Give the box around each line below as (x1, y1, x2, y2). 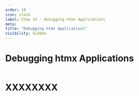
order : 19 (5, 7, 26, 13)
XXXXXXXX (5, 82, 58, 93)
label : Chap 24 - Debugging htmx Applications (5, 17, 106, 22)
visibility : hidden (5, 31, 47, 36)
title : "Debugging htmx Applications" (5, 26, 87, 31)
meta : (5, 21, 17, 27)
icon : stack (5, 12, 30, 17)
